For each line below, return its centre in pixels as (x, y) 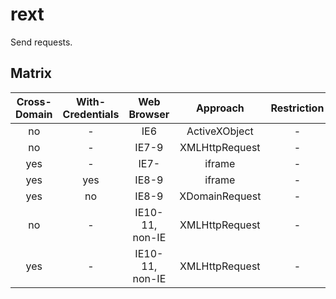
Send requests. (41, 42)
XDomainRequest (220, 196)
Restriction (297, 108)
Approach (220, 108)
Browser (149, 114)
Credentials (91, 114)
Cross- (34, 101)
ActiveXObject (220, 131)
